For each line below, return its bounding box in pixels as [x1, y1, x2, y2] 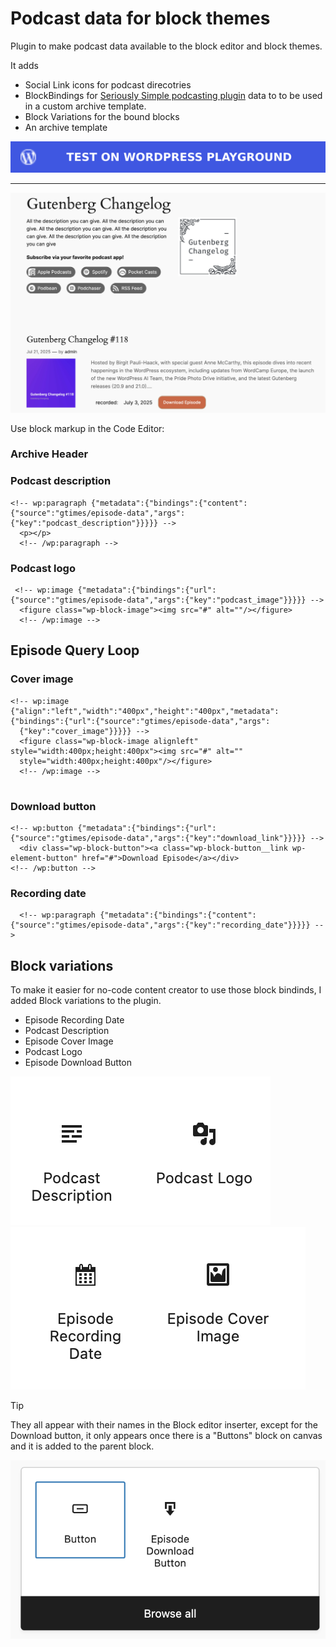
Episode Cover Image [24, 1035, 114, 1047]
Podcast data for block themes [10, 7, 271, 30]
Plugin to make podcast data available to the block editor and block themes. [10, 40, 323, 52]
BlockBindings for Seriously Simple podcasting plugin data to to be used [24, 89, 323, 101]
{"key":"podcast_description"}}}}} [10, 518, 159, 528]
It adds [10, 59, 39, 71]
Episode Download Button [24, 1057, 133, 1069]
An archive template [24, 121, 108, 133]
